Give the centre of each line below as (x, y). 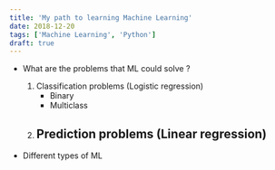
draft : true (32, 43)
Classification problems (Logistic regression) (120, 86)
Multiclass (69, 106)
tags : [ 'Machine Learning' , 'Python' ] (83, 34)
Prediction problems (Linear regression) (152, 133)
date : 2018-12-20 (42, 26)
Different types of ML (62, 156)
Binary (62, 96)
